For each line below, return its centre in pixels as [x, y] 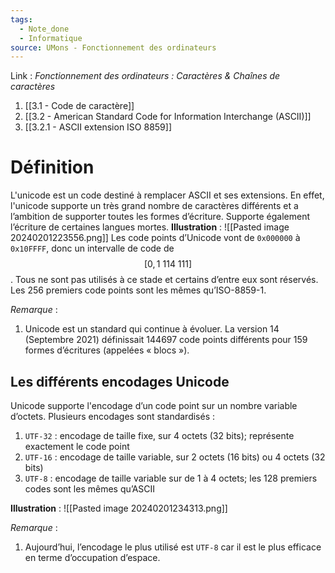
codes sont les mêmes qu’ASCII [90, 489]
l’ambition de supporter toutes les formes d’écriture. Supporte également [160, 217]
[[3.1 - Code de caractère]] [79, 106]
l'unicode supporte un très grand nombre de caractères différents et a [154, 206]
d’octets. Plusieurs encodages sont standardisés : [113, 416]
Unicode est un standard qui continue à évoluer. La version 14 [152, 329]
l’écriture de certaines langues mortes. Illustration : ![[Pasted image [150, 227]
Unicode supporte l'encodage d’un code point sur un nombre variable [154, 405]
